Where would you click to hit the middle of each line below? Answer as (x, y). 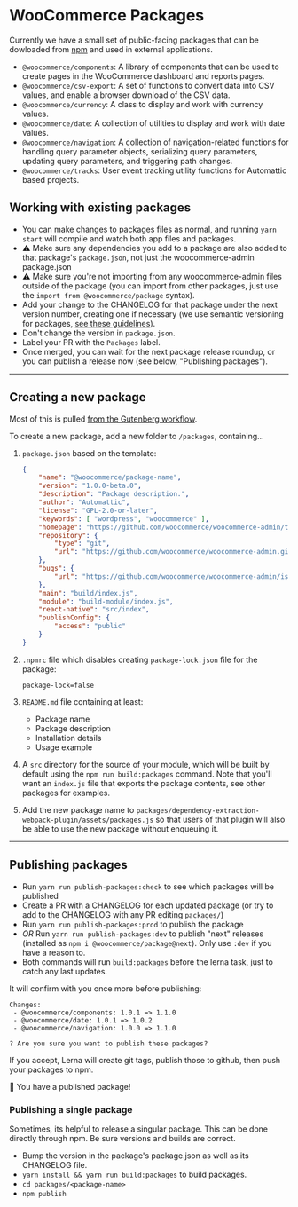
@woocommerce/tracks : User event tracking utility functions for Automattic (154, 170)
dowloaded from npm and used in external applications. (111, 49)
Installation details (68, 738)
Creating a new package (78, 397)
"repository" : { (68, 535)
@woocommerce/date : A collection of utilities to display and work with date (153, 123)
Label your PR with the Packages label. (91, 342)
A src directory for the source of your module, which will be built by (145, 764)
